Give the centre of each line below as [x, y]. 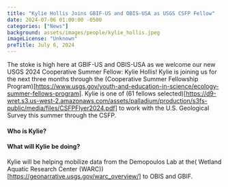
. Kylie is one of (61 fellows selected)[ [133, 93]
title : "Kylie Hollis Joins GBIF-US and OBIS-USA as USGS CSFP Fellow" [111, 13]
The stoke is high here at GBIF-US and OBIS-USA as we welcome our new [111, 64]
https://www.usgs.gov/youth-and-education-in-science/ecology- [127, 86]
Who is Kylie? [27, 131]
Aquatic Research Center [42, 169]
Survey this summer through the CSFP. [62, 115]
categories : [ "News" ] [38, 26]
